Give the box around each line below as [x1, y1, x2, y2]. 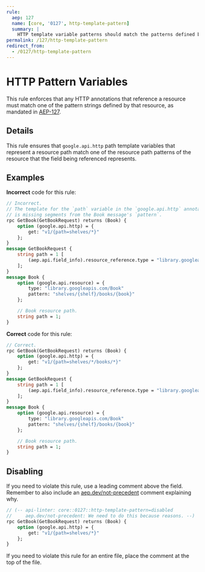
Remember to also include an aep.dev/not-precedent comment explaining [6, 489, 192, 496]
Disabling [6, 466, 43, 476]
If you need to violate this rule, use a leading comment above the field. [6, 482, 183, 490]
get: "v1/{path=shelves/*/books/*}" [28, 359, 121, 365]
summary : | [12, 26, 40, 32]
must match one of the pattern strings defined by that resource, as [6, 101, 174, 109]
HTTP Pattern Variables [6, 74, 128, 88]
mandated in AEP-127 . [6, 108, 61, 115]
